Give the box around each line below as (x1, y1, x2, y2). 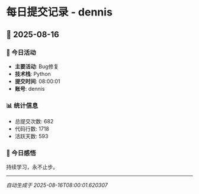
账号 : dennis (14, 85, 45, 92)
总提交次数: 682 (14, 118, 54, 125)
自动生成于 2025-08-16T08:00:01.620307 (6, 182, 108, 189)
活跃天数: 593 (14, 133, 49, 140)
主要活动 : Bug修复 (14, 63, 59, 70)
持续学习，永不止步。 (6, 164, 58, 171)
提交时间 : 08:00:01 (14, 78, 60, 85)
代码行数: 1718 (14, 125, 49, 132)
